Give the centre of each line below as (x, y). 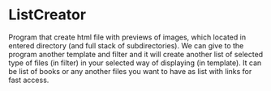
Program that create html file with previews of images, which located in (127, 37)
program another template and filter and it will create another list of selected (136, 54)
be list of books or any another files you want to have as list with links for (130, 71)
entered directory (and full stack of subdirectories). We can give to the (126, 45)
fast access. (29, 80)
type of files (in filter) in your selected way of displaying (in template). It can (135, 63)
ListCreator (47, 15)
